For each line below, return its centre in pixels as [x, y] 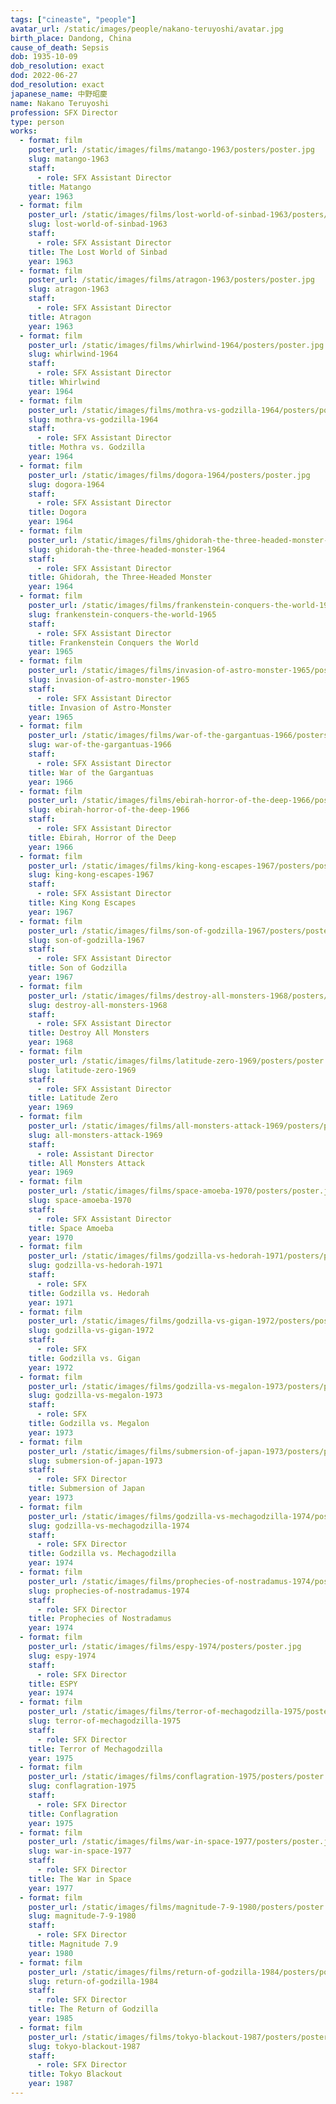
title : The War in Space [80, 1879]
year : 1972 [51, 1367]
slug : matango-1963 [69, 159]
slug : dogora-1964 [66, 484]
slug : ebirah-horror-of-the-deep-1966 [109, 810]
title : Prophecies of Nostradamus [100, 1619]
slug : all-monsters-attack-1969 [95, 1135]
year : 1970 [51, 1237]
